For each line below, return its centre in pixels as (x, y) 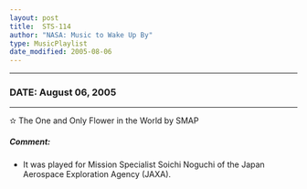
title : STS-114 (40, 26)
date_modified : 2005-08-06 (61, 52)
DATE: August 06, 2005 (63, 92)
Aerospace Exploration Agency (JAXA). (97, 174)
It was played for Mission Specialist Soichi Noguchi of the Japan (143, 164)
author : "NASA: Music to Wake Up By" (81, 35)
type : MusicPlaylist (49, 43)
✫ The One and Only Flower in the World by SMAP (104, 121)
